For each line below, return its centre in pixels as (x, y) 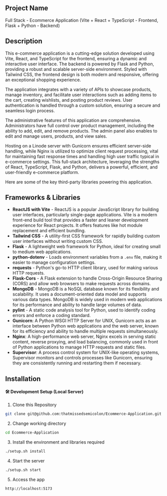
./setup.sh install (25, 451)
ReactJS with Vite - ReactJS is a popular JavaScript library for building (85, 209)
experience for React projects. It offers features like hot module (78, 225)
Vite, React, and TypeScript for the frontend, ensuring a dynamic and (76, 58)
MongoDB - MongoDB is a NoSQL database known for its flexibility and (86, 289)
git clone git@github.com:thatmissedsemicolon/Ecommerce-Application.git (83, 414)
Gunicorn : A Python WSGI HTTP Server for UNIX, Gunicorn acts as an (84, 321)
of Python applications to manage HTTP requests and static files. (79, 347)
